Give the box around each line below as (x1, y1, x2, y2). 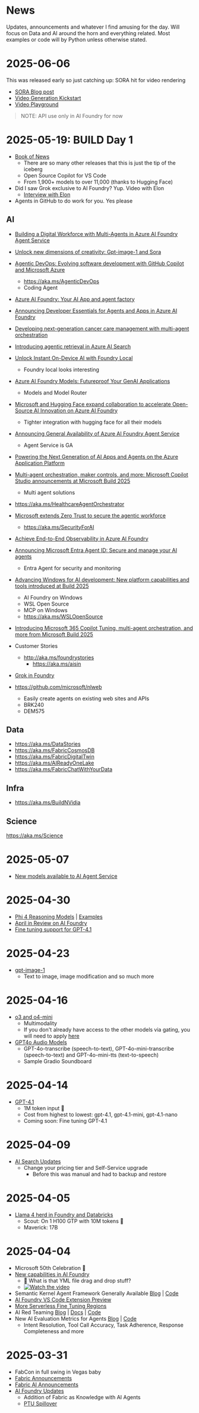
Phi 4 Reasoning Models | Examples (14, 913, 103, 920)
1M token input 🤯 (23, 1104, 65, 1111)
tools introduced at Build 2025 (14, 582, 89, 589)
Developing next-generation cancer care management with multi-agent (14, 325, 189, 332)
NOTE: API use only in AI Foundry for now (20, 112, 123, 119)
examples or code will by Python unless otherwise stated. (6, 36, 147, 43)
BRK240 (23, 701, 45, 708)
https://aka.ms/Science (6, 832, 64, 839)
